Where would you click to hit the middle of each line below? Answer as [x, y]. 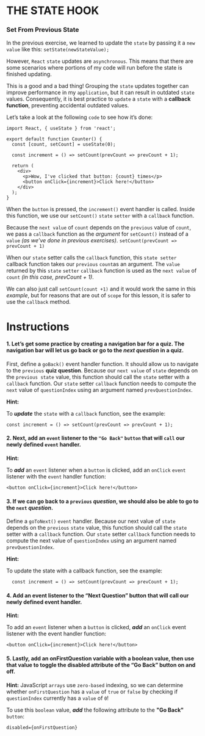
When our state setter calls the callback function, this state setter [92, 258]
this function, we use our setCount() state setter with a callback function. [100, 216]
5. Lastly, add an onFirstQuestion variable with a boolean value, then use [100, 658]
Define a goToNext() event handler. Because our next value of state [91, 521]
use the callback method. [39, 302]
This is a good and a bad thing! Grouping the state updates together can [98, 86]
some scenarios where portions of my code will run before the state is [94, 68]
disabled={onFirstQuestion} [42, 727]
